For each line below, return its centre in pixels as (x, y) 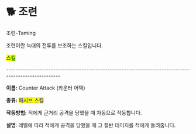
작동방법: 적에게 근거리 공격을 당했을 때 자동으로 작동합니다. (74, 112)
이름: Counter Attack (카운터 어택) (46, 88)
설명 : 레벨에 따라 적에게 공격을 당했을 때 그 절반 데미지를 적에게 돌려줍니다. (91, 125)
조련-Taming (21, 33)
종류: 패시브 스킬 (25, 100)
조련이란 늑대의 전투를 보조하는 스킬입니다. (55, 45)
